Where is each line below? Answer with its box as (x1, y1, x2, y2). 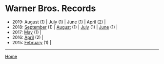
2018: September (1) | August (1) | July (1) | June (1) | (12, 24, 118, 30)
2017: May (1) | (12, 29, 41, 35)
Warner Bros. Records (5, 3, 96, 14)
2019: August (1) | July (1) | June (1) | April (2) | (12, 19, 106, 25)
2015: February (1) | (12, 39, 51, 45)
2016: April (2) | (12, 34, 44, 40)
